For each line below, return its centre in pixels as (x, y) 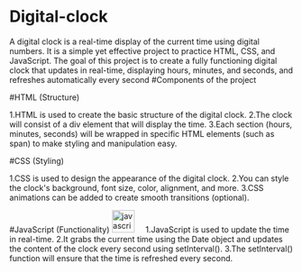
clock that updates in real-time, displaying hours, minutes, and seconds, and (151, 70)
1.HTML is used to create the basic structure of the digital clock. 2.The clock (151, 114)
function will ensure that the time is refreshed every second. (121, 258)
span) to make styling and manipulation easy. (93, 143)
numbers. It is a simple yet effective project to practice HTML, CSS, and (142, 50)
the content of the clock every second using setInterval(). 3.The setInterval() (151, 249)
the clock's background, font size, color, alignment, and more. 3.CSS (137, 187)
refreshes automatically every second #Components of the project (133, 79)
